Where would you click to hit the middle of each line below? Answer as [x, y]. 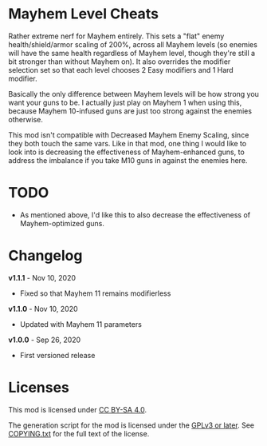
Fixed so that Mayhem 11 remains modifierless [95, 293]
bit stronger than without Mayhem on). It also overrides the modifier [120, 62]
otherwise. [26, 119]
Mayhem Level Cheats [84, 14]
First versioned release [57, 355]
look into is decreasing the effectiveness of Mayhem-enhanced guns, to [126, 152]
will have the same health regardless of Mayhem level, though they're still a [132, 53]
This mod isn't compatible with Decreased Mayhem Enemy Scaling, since [129, 135]
